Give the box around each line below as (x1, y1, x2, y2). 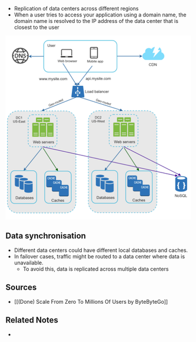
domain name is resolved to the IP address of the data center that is (14, 18, 179, 24)
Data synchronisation (5, 231, 87, 241)
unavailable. (14, 259, 44, 266)
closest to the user (14, 24, 59, 31)
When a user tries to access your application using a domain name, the (14, 11, 187, 18)
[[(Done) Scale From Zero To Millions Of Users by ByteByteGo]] (14, 298, 168, 305)
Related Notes (5, 315, 58, 326)
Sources (5, 283, 37, 293)
